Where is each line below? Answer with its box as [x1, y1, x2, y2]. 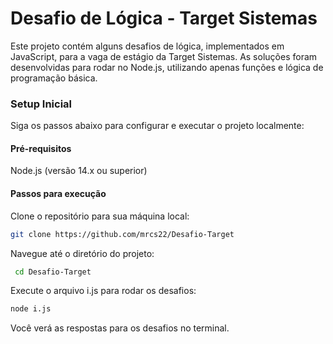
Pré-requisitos [10, 142, 72, 154]
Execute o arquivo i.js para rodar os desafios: [10, 285, 197, 297]
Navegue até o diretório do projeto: [10, 247, 155, 259]
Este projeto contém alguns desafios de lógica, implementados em [10, 40, 285, 52]
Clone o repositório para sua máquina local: [10, 210, 190, 222]
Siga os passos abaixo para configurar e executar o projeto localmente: [10, 120, 305, 132]
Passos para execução [10, 188, 107, 200]
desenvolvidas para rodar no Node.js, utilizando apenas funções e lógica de [10, 61, 324, 73]
